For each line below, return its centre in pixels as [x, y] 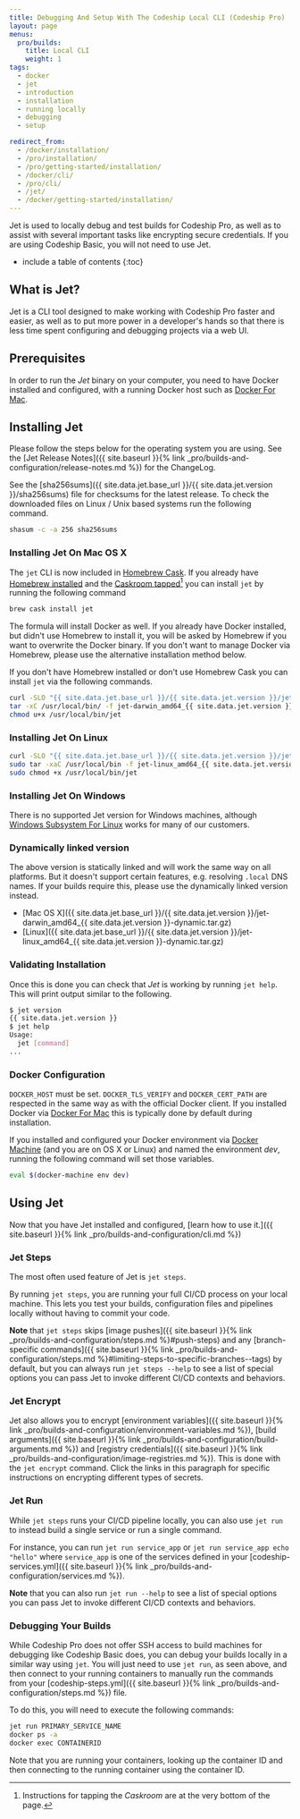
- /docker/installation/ [63, 150]
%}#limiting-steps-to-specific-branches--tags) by [190, 1359]
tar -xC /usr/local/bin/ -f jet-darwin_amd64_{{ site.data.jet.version [145, 706]
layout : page [33, 26]
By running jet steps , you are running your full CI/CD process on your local [149, 1294]
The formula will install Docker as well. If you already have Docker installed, [148, 626]
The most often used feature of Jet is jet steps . [98, 1277]
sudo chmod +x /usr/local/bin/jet [74, 773]
